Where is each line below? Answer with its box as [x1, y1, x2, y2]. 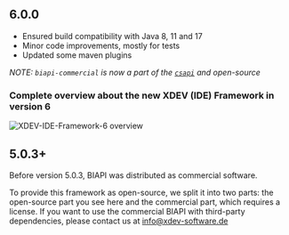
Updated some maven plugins [21, 49, 132, 61]
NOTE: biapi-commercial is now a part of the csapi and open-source [9, 67, 261, 77]
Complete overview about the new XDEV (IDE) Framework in [9, 89, 275, 101]
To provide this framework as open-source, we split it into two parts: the [9, 187, 274, 198]
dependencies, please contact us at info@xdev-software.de [9, 215, 229, 226]
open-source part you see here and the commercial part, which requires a [9, 196, 281, 207]
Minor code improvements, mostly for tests [21, 40, 181, 51]
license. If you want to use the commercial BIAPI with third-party [9, 206, 246, 216]
